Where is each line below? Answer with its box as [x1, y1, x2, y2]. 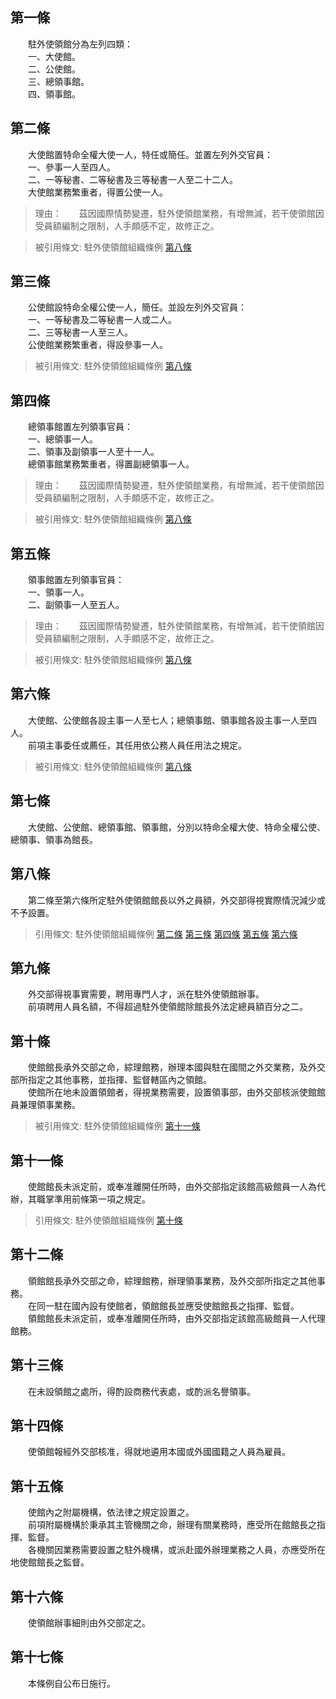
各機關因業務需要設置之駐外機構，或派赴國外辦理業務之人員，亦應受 [27, 1544, 308, 1556]
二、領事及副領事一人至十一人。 [27, 446, 160, 458]
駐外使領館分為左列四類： [27, 38, 133, 50]
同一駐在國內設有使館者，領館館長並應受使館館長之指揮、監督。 [36, 1299, 300, 1312]
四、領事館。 [27, 88, 81, 100]
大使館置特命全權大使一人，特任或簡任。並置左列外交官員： [27, 148, 273, 160]
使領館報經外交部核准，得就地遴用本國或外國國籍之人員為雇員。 [27, 1446, 291, 1458]
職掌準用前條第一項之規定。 [36, 1193, 151, 1205]
